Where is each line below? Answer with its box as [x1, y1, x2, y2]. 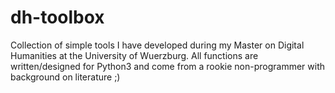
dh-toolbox [10, 6, 105, 29]
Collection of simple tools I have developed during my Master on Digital [10, 39, 305, 51]
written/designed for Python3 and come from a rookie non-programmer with [10, 60, 326, 72]
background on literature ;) [10, 71, 121, 83]
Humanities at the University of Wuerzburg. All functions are [10, 49, 259, 61]
